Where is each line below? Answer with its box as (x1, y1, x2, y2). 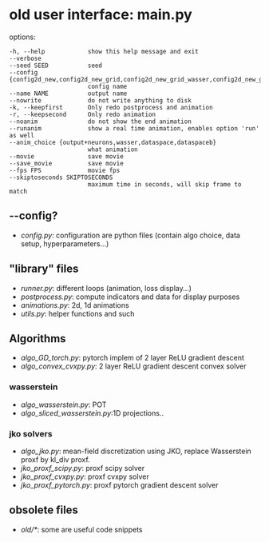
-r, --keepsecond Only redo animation (9, 110, 156, 118)
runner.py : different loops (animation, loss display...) (20, 283, 192, 293)
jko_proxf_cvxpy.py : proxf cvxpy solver (20, 472, 150, 481)
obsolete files (9, 504, 79, 517)
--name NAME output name (9, 90, 128, 98)
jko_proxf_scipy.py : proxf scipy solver (20, 463, 145, 472)
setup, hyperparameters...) (20, 238, 109, 249)
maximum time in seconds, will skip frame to (87, 180, 242, 189)
